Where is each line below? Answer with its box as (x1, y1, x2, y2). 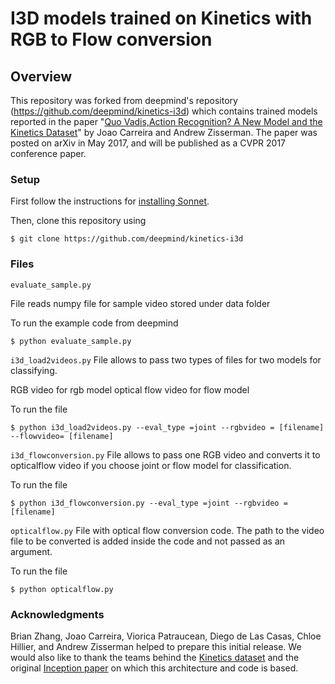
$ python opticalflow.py (10, 584, 114, 594)
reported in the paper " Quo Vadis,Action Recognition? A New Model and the (10, 116, 323, 127)
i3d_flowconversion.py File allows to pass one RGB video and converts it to (10, 448, 321, 461)
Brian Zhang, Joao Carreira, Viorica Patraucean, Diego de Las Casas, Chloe (10, 630, 322, 642)
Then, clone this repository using (10, 215, 147, 227)
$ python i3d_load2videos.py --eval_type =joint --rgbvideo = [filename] (10, 422, 325, 432)
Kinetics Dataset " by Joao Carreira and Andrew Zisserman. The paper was (10, 127, 318, 138)
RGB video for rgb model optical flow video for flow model (10, 383, 250, 396)
